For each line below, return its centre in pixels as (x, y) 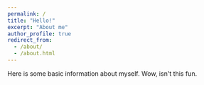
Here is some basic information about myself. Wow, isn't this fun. (102, 73)
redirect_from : (30, 40)
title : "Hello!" (31, 21)
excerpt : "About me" (38, 27)
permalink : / (27, 14)
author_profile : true (39, 34)
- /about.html (34, 54)
